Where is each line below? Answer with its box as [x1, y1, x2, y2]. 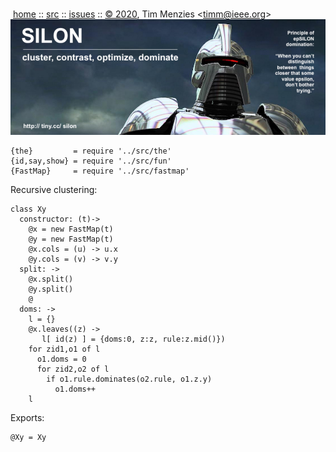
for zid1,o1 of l [28, 344, 101, 354]
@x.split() [28, 274, 74, 284]
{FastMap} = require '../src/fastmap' [10, 166, 190, 176]
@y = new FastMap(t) [28, 234, 114, 244]
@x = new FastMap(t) [28, 224, 114, 234]
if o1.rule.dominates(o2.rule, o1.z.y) [46, 374, 213, 384]
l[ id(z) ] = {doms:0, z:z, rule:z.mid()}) [41, 334, 226, 344]
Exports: [10, 411, 45, 423]
